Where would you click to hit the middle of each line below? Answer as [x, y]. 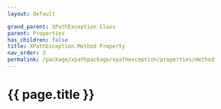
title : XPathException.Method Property [66, 47]
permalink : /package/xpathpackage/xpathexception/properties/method [111, 60]
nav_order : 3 [27, 53]
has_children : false [38, 40]
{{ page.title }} [51, 94]
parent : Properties [36, 33]
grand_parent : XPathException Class [61, 27]
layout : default [31, 14]
